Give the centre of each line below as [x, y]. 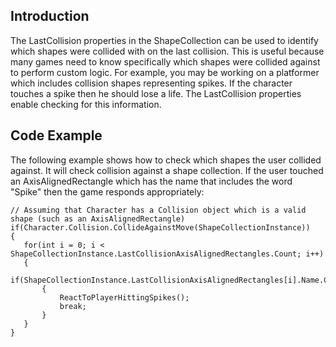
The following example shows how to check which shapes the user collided [166, 160]
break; [73, 306]
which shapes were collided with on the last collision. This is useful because [167, 51]
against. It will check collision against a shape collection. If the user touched [167, 170]
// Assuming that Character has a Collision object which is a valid [158, 210]
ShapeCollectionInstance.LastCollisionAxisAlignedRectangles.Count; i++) [167, 254]
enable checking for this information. [86, 104]
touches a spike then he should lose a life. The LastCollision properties [156, 93]
